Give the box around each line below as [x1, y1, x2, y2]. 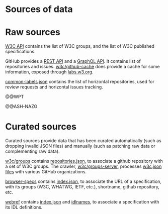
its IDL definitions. [5, 204, 43, 210]
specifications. [5, 49, 36, 55]
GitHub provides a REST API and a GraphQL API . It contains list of [5, 58, 141, 64]
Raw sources [5, 27, 60, 38]
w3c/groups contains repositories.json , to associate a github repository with [5, 158, 163, 164]
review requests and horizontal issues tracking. [5, 84, 103, 90]
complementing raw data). [5, 148, 60, 154]
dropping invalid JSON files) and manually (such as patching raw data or [5, 143, 156, 149]
